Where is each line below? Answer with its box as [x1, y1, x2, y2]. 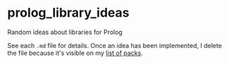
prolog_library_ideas [7, 5, 130, 21]
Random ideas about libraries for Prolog [7, 28, 123, 36]
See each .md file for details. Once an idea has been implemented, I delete [7, 41, 222, 49]
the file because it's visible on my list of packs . [7, 49, 143, 57]
